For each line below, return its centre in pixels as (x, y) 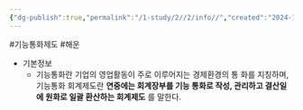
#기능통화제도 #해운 (45, 44)
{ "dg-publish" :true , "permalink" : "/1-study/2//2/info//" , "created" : (139, 17)
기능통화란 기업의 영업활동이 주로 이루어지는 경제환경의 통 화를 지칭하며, (162, 74)
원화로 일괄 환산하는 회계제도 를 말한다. (113, 97)
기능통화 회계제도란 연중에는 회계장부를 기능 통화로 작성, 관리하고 (149, 85)
